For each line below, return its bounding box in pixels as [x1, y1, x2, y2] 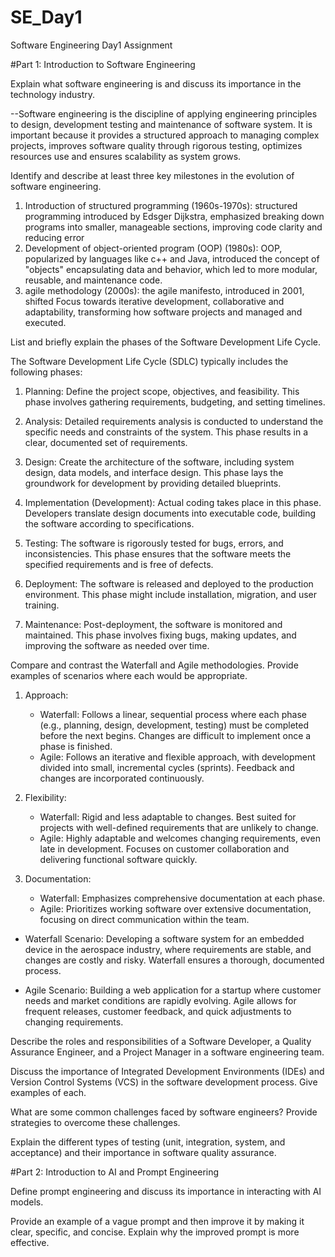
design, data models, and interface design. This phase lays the [24, 466, 284, 478]
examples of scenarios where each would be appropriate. [10, 669, 248, 681]
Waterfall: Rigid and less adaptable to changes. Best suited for [39, 811, 297, 823]
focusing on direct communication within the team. [39, 913, 250, 925]
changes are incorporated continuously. [39, 772, 205, 784]
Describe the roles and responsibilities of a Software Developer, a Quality [10, 1035, 312, 1047]
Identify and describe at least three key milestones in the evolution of [10, 169, 295, 181]
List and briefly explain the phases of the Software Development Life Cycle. [10, 336, 321, 348]
